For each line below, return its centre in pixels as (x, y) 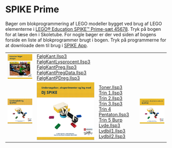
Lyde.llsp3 (110, 125)
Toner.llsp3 (111, 87)
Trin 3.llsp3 (111, 103)
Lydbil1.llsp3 (112, 131)
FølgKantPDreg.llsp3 (58, 78)
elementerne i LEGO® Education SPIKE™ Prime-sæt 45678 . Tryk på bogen (83, 29)
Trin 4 (105, 109)
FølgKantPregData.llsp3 (62, 72)
